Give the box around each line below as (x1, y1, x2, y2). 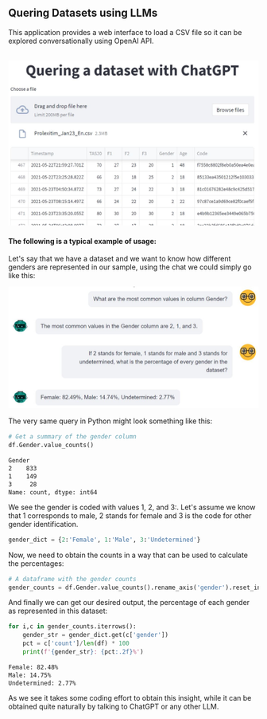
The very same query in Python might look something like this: (8, 416, 213, 426)
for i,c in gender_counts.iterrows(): (8, 623, 137, 631)
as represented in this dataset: (8, 606, 108, 616)
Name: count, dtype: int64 (8, 488, 98, 497)
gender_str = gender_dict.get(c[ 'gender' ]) (22, 631, 169, 639)
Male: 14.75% (8, 671, 52, 679)
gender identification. (8, 519, 79, 528)
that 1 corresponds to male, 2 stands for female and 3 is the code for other (8, 510, 252, 521)
